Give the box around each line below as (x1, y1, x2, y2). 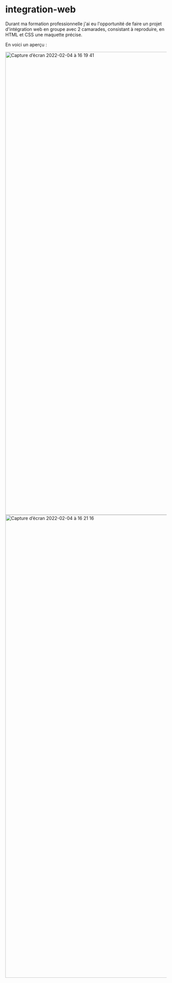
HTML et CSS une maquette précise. (5, 31, 83, 38)
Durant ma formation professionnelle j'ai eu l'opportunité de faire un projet (5, 21, 162, 27)
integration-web (5, 4, 76, 15)
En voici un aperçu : (5, 41, 47, 47)
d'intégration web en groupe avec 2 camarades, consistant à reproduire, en (5, 26, 165, 32)
